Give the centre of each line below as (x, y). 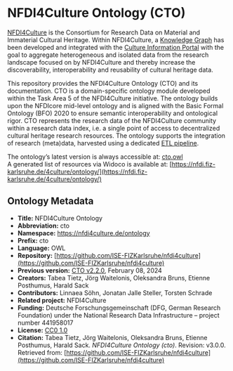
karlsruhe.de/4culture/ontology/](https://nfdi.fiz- (78, 171)
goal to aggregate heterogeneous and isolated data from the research (108, 55)
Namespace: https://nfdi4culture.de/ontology (84, 233)
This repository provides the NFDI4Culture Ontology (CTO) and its (103, 83)
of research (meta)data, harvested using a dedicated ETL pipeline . (103, 143)
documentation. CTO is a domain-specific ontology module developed (109, 91)
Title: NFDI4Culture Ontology (60, 218)
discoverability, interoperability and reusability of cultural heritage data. (111, 70)
